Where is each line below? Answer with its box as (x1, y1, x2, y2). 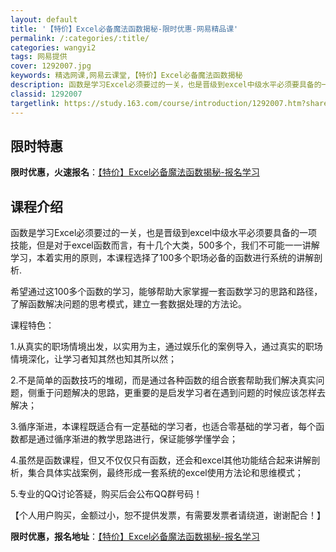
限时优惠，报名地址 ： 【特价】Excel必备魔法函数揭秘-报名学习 (10, 531, 260, 543)
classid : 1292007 (10, 89, 83, 99)
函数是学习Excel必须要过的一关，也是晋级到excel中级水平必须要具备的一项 (10, 227, 318, 239)
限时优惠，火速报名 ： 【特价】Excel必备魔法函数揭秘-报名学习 (10, 166, 260, 178)
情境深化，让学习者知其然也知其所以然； (10, 353, 177, 365)
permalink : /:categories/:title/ (10, 33, 150, 43)
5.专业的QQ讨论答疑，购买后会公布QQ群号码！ (10, 488, 203, 500)
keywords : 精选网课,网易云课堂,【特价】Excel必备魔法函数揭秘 (10, 71, 243, 81)
